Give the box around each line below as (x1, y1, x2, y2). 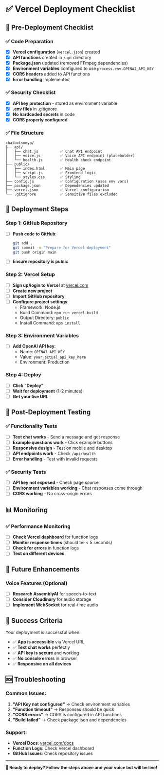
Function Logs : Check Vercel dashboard (12, 745, 94, 752)
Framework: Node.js (19, 304, 60, 310)
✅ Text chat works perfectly (12, 644, 70, 650)
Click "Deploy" (12, 383, 44, 388)
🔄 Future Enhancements (5, 565, 80, 573)
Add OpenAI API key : (12, 343, 56, 349)
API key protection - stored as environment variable (12, 100, 118, 106)
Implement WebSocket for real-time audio (12, 602, 99, 608)
